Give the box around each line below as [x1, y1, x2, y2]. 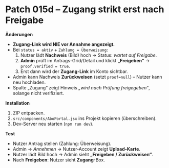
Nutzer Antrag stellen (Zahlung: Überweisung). [12, 140, 112, 147]
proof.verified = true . [20, 63, 70, 69]
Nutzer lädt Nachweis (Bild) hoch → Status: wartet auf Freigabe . [20, 52, 157, 58]
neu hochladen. [12, 79, 46, 85]
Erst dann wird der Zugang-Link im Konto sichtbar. [20, 68, 128, 75]
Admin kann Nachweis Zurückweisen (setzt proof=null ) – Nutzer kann [12, 74, 162, 80]
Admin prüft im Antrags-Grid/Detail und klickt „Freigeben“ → [20, 57, 150, 63]
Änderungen [5, 31, 33, 37]
